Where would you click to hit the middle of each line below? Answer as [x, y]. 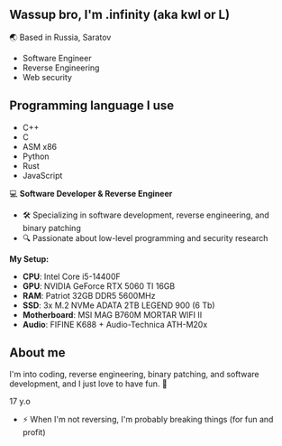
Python [36, 156]
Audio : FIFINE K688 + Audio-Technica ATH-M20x [115, 324]
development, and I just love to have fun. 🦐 [89, 384]
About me [37, 353]
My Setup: [29, 259]
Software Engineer [57, 58]
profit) [34, 432]
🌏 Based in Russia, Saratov [60, 37]
